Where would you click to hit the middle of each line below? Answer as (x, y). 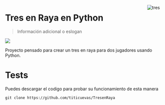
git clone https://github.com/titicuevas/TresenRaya (60, 98)
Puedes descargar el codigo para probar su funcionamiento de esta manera (82, 89)
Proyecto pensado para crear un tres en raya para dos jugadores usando (79, 50)
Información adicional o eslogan (50, 31)
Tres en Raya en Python (54, 18)
